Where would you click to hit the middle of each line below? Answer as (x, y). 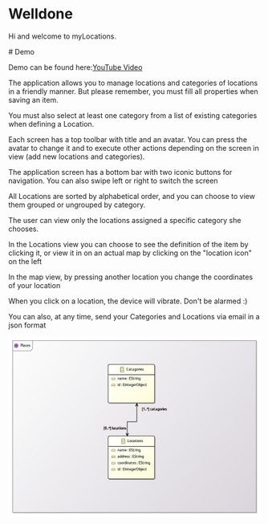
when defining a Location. (51, 124)
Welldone (41, 14)
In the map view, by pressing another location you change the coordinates (131, 277)
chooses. (24, 229)
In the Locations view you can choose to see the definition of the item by (128, 244)
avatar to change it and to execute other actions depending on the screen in (134, 148)
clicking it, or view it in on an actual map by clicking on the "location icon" (130, 253)
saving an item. (33, 100)
